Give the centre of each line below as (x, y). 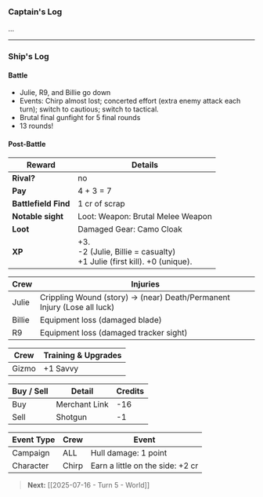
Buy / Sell (30, 391)
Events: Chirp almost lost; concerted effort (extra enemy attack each (130, 101)
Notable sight (38, 216)
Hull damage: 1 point (129, 452)
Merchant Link (82, 404)
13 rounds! (36, 126)
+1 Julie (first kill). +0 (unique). (135, 261)
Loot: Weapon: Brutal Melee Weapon (145, 216)
